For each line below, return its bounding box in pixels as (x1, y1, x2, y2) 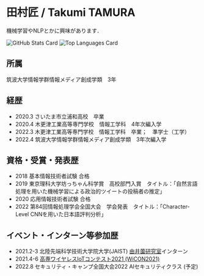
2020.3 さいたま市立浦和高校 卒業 (15, 112, 105, 120)
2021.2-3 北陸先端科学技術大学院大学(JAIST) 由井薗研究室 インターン (15, 248, 188, 255)
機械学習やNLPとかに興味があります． (6, 27, 103, 34)
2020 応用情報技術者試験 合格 (15, 195, 91, 203)
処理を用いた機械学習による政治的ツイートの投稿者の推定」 (15, 187, 166, 195)
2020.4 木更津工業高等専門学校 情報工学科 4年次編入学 (15, 120, 162, 128)
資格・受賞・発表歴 (6, 155, 79, 165)
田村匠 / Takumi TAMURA (6, 5, 136, 20)
